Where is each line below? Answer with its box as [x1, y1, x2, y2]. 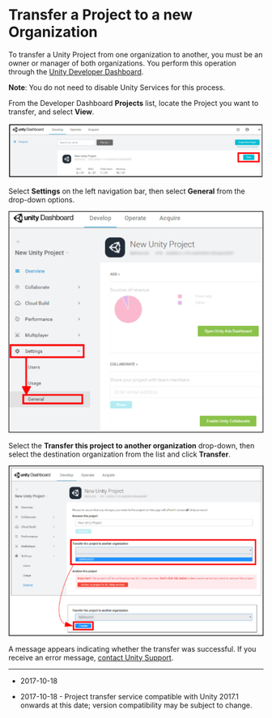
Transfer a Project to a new [8, 6, 193, 24]
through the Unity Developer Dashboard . [8, 66, 144, 76]
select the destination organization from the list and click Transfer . [8, 449, 231, 459]
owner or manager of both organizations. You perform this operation [8, 58, 237, 68]
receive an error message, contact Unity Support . [8, 652, 174, 662]
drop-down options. [8, 194, 75, 204]
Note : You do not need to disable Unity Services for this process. [8, 83, 225, 92]
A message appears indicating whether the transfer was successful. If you [8, 644, 257, 653]
